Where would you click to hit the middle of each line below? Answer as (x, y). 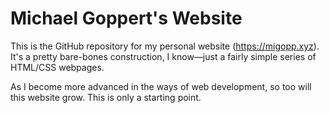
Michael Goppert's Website (126, 18)
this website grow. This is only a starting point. (106, 97)
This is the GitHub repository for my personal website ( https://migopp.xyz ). (165, 46)
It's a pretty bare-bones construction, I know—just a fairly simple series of (163, 56)
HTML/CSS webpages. (57, 67)
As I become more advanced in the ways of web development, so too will (161, 86)
